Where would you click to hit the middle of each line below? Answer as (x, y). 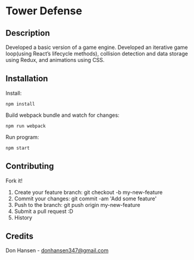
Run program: (22, 137)
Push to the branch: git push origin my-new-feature (77, 205)
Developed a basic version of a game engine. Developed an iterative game (97, 47)
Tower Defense (44, 11)
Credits (20, 236)
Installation (27, 79)
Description (28, 33)
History (23, 217)
